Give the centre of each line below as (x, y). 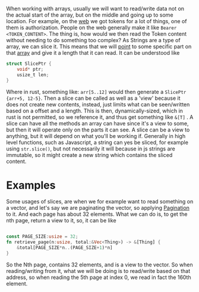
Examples (31, 185)
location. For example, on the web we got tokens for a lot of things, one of (97, 21)
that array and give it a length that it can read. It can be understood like (93, 53)
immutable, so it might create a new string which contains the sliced (89, 155)
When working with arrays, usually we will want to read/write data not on (95, 9)
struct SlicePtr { (29, 64)
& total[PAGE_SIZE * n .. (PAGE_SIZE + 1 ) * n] (65, 248)
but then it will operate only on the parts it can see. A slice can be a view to (98, 130)
